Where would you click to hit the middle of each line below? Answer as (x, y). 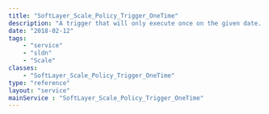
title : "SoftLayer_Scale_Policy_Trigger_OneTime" (94, 16)
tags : (17, 38)
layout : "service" (39, 90)
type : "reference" (39, 83)
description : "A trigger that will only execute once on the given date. (135, 23)
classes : (23, 68)
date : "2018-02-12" (41, 31)
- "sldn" (38, 53)
